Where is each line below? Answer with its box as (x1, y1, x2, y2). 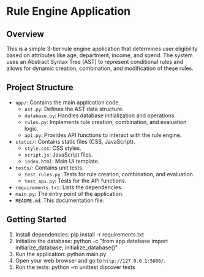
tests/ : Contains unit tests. (15, 164, 84, 171)
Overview (6, 29, 45, 39)
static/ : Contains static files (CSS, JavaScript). (15, 138, 136, 145)
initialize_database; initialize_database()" (15, 244, 118, 251)
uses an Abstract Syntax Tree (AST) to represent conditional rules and (6, 58, 184, 65)
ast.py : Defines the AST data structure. (24, 105, 124, 112)
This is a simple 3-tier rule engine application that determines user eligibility (6, 45, 198, 52)
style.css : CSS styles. (24, 144, 81, 152)
